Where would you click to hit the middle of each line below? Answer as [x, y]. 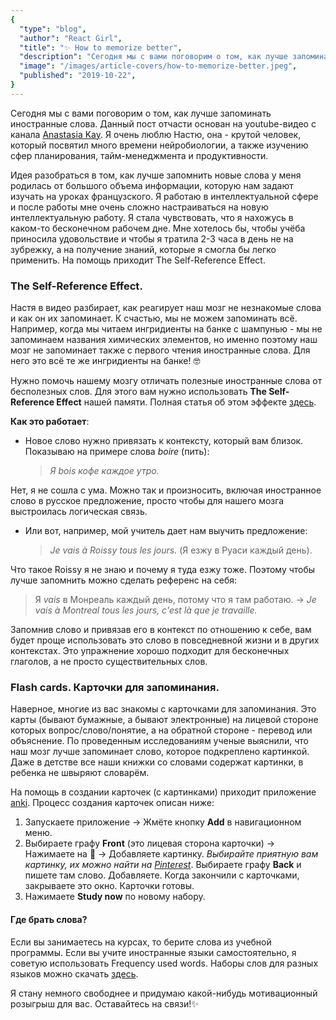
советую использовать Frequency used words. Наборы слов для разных [164, 963]
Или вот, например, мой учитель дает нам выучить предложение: [166, 531]
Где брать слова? [49, 919]
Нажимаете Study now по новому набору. [115, 897]
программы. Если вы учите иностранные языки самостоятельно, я [153, 952]
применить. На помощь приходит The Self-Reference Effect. [138, 260]
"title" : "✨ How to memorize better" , [101, 47]
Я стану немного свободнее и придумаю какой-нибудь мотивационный [164, 993]
